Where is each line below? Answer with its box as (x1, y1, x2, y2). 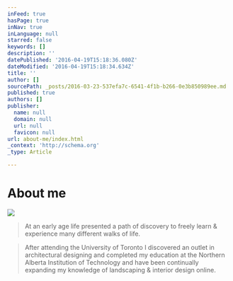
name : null (13, 109, 46, 116)
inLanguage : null (7, 30, 59, 38)
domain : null (13, 115, 52, 122)
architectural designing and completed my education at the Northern (24, 251, 225, 259)
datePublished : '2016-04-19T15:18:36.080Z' (7, 57, 138, 64)
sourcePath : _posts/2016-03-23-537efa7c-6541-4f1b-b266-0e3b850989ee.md (7, 83, 227, 90)
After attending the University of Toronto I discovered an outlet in (24, 243, 215, 251)
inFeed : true (7, 10, 46, 18)
